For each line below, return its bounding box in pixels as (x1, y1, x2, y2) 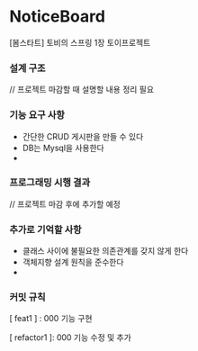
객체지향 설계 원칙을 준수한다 (22, 256, 124, 267)
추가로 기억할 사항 (9, 223, 83, 236)
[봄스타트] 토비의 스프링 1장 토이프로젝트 (9, 37, 151, 48)
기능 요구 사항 (9, 109, 66, 121)
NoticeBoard (9, 6, 106, 27)
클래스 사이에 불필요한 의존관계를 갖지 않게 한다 (22, 246, 189, 256)
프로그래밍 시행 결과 (9, 176, 91, 189)
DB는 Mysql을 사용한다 (22, 142, 105, 153)
